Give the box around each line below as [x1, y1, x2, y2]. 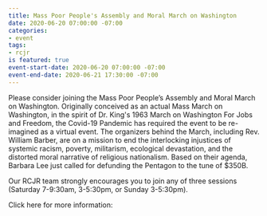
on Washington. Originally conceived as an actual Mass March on [8, 101, 223, 111]
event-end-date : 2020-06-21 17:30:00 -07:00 [8, 71, 159, 79]
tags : [8, 41, 26, 49]
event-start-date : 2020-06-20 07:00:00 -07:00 [8, 64, 166, 72]
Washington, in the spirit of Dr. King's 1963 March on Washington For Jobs [8, 109, 253, 120]
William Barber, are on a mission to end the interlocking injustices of [8, 135, 231, 144]
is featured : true [8, 57, 69, 65]
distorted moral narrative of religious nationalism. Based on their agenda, [8, 152, 248, 162]
